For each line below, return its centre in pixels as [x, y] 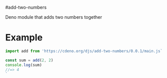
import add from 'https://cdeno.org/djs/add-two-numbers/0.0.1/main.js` [84, 51]
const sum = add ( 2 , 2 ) [29, 60]
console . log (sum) [24, 65]
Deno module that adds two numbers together [54, 17]
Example [24, 38]
